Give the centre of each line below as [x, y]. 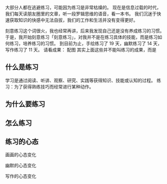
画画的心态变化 [21, 155]
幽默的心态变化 [21, 165]
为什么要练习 [25, 104]
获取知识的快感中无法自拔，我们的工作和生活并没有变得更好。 [73, 20]
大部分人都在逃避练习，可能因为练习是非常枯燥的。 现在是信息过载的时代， [83, 7]
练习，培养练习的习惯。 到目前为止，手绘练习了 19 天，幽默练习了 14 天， [86, 43]
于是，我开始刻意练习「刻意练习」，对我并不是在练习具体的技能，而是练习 [81, 37]
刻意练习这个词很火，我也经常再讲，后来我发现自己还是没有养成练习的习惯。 [85, 31]
